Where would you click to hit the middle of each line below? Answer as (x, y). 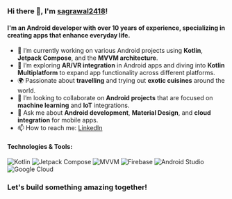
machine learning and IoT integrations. (73, 105)
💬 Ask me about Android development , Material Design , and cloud (114, 113)
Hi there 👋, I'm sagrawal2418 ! (58, 11)
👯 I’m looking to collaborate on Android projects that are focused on (115, 98)
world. (26, 90)
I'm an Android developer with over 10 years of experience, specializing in (116, 28)
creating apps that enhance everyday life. (69, 35)
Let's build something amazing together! (77, 187)
